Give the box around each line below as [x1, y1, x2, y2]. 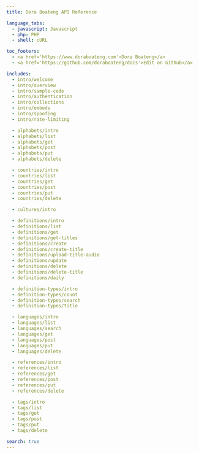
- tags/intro [12, 399, 45, 405]
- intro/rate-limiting [12, 116, 70, 123]
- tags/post [12, 416, 43, 422]
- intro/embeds [12, 105, 51, 111]
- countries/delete [12, 196, 62, 202]
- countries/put [12, 190, 53, 196]
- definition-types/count [12, 291, 78, 298]
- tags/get [12, 410, 40, 417]
